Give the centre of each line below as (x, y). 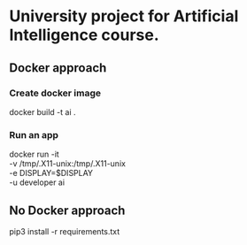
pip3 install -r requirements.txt (65, 231)
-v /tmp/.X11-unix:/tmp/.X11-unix (68, 164)
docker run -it (34, 154)
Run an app (34, 134)
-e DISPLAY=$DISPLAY (51, 173)
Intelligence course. (84, 35)
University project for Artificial (124, 16)
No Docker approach (67, 210)
